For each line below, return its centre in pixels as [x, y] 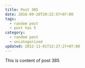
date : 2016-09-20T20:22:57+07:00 [39, 14]
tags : [11, 19]
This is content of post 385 [32, 60]
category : [15, 33]
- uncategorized [26, 42]
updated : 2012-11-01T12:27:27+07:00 [42, 46]
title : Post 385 [22, 10]
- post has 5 [23, 28]
